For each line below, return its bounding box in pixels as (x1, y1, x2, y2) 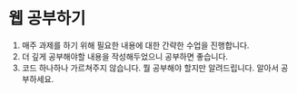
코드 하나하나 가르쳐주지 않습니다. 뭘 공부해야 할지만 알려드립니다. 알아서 (21, 62, 279, 73)
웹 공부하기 (8, 8, 86, 29)
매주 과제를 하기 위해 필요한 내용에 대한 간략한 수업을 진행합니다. (21, 40, 250, 51)
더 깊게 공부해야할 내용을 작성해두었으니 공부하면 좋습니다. (21, 51, 229, 61)
